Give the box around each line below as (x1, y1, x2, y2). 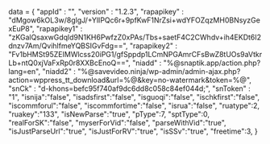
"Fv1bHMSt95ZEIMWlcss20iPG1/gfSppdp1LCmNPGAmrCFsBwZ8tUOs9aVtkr (8, 50, 263, 59)
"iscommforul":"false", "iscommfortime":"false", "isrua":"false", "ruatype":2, (8, 101, 260, 110)
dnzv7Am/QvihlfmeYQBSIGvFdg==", (8, 41, 128, 51)
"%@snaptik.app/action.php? (163, 58, 261, 68)
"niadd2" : (42, 67, 77, 76)
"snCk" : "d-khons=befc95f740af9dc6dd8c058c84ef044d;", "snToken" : (8, 84, 251, 93)
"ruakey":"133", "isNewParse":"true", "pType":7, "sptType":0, (8, 109, 210, 119)
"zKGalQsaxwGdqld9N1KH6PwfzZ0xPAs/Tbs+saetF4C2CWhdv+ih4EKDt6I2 (8, 32, 262, 42)
